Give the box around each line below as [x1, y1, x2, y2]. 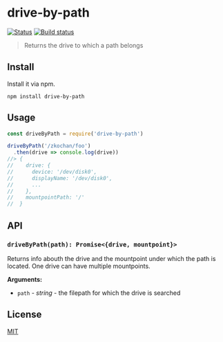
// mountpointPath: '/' [7, 194, 85, 201]
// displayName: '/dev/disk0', [7, 174, 113, 181]
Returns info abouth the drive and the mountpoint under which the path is [7, 254, 216, 262]
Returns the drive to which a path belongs [23, 41, 144, 49]
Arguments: [7, 275, 43, 283]
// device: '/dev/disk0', [7, 168, 97, 175]
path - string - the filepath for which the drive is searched [17, 289, 181, 297]
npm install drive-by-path [7, 93, 85, 100]
